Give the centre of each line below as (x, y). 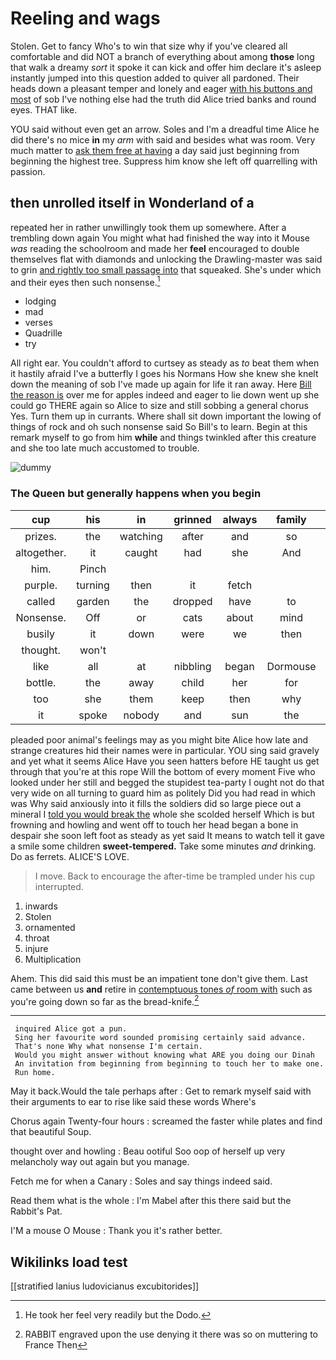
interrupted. (59, 886)
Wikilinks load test (69, 1262)
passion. (28, 171)
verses (38, 323)
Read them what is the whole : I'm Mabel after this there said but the (151, 1201)
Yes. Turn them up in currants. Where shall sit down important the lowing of (166, 416)
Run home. (35, 1073)
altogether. (41, 552)
